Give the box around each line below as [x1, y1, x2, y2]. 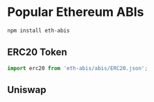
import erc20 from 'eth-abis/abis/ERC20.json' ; [7, 65, 148, 71]
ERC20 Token [7, 46, 68, 58]
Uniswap [7, 84, 47, 96]
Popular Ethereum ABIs [7, 4, 144, 20]
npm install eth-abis [7, 27, 70, 34]
